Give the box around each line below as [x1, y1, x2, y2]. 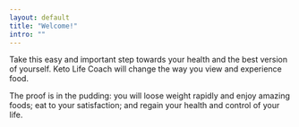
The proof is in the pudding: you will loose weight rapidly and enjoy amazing [9, 90, 291, 101]
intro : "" [9, 30, 47, 38]
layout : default [9, 13, 70, 22]
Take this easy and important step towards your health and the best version [9, 55, 288, 65]
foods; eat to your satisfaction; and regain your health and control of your [9, 100, 280, 111]
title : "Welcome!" [9, 21, 78, 30]
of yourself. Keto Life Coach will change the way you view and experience [9, 63, 282, 74]
